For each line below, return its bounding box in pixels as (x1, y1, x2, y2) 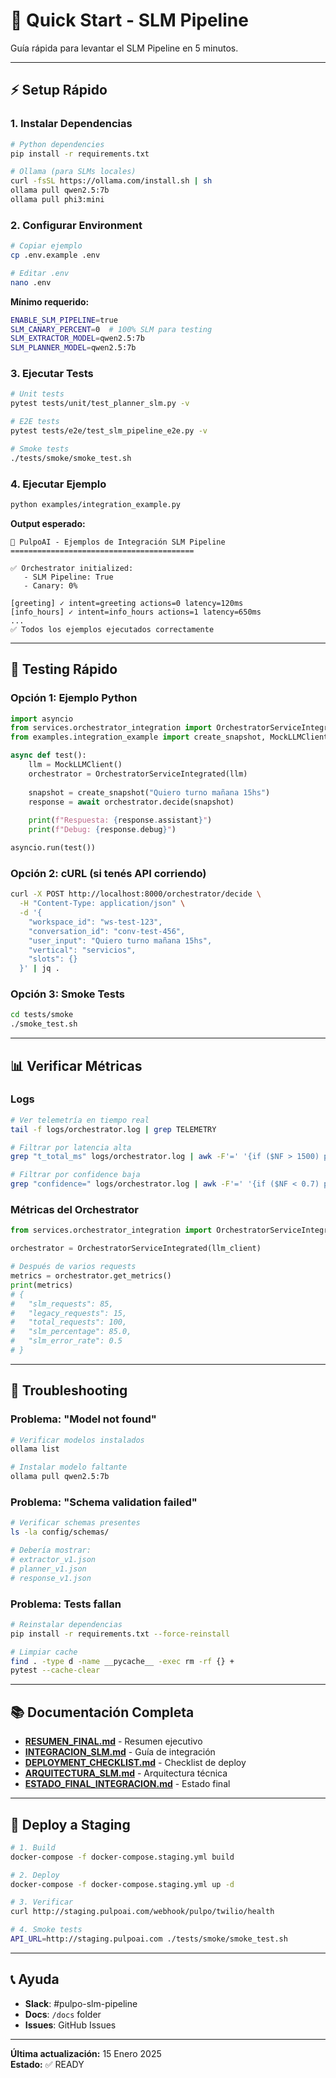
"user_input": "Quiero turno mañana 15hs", (28, 935, 213, 946)
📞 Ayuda (10, 1971, 60, 1988)
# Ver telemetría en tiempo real (10, 1115, 150, 1125)
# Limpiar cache (10, 1647, 78, 1657)
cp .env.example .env (10, 250, 101, 261)
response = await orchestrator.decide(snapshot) (28, 797, 235, 807)
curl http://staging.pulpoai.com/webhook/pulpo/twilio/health (10, 1907, 275, 1917)
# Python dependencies (10, 139, 105, 149)
